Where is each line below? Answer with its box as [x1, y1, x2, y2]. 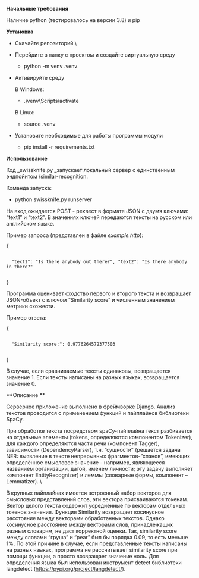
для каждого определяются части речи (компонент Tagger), [6, 440, 160, 447]
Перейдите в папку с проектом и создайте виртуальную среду [14, 51, 175, 58]
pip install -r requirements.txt [23, 143, 95, 151]
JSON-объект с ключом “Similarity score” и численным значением [6, 296, 175, 303]
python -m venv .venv [23, 63, 78, 70]
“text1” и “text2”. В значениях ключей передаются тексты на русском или [6, 214, 192, 221]
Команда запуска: [6, 185, 52, 191]
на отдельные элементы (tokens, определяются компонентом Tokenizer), [6, 434, 193, 440]
